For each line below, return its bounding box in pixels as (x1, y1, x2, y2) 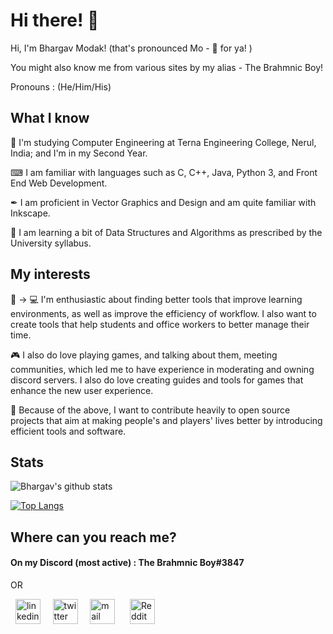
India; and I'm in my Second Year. (10, 147, 148, 159)
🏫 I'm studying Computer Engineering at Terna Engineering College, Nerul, (10, 136, 317, 148)
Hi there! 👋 (10, 9, 100, 32)
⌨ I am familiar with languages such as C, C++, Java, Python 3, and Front (10, 166, 318, 178)
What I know (10, 110, 90, 127)
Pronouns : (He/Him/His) (10, 80, 112, 93)
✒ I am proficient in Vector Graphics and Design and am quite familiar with (10, 196, 317, 208)
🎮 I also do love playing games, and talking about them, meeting (10, 349, 278, 361)
